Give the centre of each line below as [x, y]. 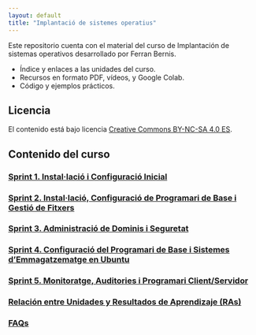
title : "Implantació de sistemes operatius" [82, 23]
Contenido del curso [59, 154]
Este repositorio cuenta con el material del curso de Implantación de [119, 45]
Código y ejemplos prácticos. [67, 86]
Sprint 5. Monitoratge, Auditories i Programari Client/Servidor [128, 281]
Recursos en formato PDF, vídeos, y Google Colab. [102, 77]
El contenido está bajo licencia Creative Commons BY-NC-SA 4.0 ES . [120, 129]
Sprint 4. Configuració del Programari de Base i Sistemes [119, 250]
